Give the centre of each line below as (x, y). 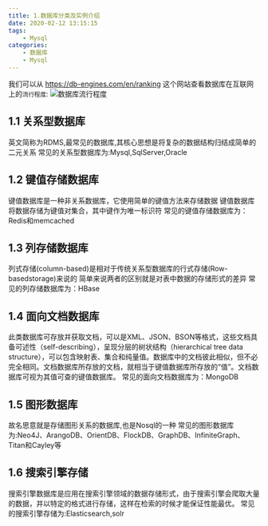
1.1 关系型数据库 (47, 122)
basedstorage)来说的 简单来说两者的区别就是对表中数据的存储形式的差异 (128, 279)
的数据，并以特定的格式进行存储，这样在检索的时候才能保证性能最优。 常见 (132, 503)
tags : (17, 30)
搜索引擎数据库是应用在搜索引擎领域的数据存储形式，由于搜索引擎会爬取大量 (134, 493)
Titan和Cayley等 (35, 445)
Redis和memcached (41, 220)
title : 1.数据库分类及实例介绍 (54, 16)
